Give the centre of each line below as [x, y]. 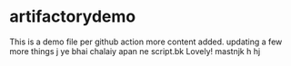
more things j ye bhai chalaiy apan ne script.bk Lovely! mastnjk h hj [135, 51]
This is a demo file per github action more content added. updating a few [146, 42]
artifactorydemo [73, 17]
